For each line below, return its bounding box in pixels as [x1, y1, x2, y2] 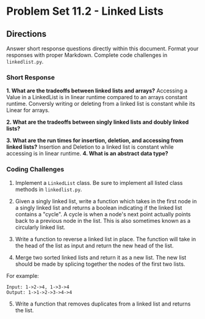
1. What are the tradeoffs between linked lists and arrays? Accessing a [6, 87, 188, 94]
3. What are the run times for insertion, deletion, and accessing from [6, 137, 184, 144]
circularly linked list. [15, 223, 66, 231]
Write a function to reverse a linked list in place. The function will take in [15, 235, 196, 242]
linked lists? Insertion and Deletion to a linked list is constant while [6, 143, 174, 151]
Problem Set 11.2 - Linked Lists [6, 4, 164, 18]
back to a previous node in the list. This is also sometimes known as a [15, 217, 191, 224]
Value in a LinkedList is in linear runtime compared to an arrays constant [6, 94, 188, 101]
